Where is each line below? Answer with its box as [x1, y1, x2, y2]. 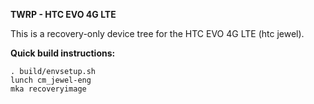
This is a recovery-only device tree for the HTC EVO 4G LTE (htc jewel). [10, 28, 305, 39]
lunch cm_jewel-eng [10, 75, 92, 85]
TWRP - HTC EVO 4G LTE [10, 9, 117, 20]
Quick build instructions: [10, 47, 116, 59]
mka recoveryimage [10, 84, 87, 94]
